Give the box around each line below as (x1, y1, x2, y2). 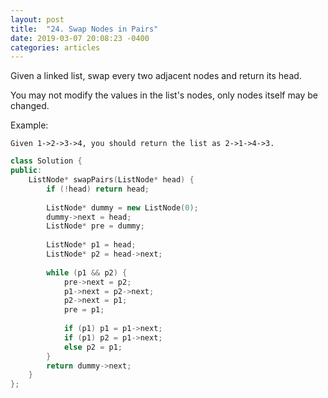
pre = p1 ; (63, 305, 105, 315)
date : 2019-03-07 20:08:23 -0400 (10, 33, 150, 43)
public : (10, 166, 43, 176)
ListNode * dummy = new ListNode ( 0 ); (46, 202, 199, 213)
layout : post (10, 14, 65, 25)
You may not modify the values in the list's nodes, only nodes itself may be (10, 89, 318, 101)
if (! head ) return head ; (46, 184, 150, 194)
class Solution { (10, 156, 83, 166)
